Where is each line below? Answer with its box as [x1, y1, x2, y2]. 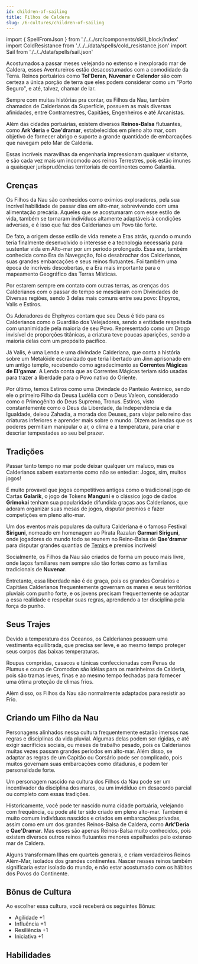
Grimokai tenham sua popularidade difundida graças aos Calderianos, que [6, 499, 188, 506]
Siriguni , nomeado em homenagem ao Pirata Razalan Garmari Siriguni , [6, 529, 180, 536]
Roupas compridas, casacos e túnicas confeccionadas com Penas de [6, 659, 176, 666]
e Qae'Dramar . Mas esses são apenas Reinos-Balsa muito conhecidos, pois [6, 827, 191, 834]
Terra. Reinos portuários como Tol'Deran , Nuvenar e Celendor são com [6, 72, 182, 80]
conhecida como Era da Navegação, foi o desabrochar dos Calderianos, [6, 252, 181, 259]
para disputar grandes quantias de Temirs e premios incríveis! [6, 542, 157, 549]
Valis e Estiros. [6, 301, 42, 308]
